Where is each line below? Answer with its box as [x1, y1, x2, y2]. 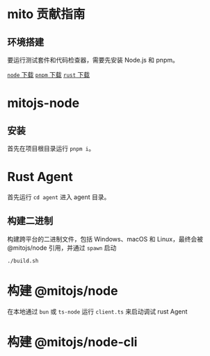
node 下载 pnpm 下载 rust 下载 [7, 71, 90, 78]
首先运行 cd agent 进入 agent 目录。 [7, 192, 111, 201]
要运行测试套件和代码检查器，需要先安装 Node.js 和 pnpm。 [7, 56, 179, 64]
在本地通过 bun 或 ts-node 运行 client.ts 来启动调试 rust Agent [7, 307, 188, 316]
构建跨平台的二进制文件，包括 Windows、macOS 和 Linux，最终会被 [7, 235, 204, 243]
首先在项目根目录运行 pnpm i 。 [7, 144, 95, 153]
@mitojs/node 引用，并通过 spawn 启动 [7, 244, 117, 252]
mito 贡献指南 [7, 6, 86, 22]
